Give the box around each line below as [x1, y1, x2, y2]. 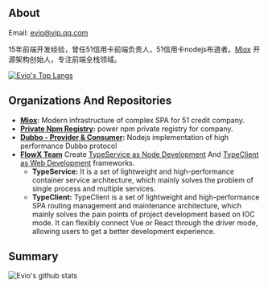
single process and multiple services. [31, 183, 156, 193]
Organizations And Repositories [8, 94, 172, 108]
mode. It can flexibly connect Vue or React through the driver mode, [31, 217, 258, 228]
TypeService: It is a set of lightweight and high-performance [31, 167, 235, 176]
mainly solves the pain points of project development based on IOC [31, 209, 255, 219]
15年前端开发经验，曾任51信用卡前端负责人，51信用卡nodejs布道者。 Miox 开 [8, 44, 260, 54]
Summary [8, 249, 59, 264]
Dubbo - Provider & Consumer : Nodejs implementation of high [19, 132, 229, 142]
